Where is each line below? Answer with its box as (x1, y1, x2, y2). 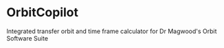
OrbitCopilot (6, 5, 79, 20)
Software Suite (6, 34, 49, 42)
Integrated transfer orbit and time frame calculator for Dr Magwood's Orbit (6, 27, 217, 35)
